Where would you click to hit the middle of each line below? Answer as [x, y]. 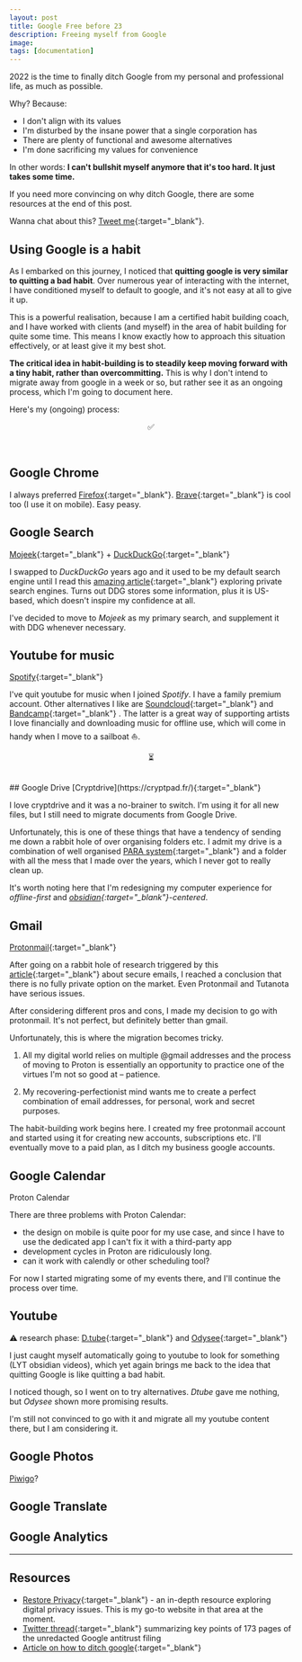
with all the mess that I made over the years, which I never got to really [140, 861]
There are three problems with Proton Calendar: [98, 1215]
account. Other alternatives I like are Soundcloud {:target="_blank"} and [142, 704]
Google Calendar [58, 1176]
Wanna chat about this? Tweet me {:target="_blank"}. [107, 221]
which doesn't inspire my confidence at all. [116, 600]
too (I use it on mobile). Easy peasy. [75, 504]
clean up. [27, 871]
